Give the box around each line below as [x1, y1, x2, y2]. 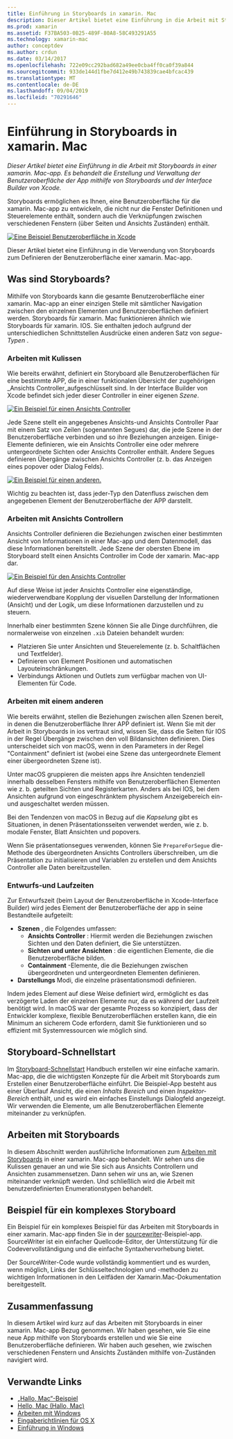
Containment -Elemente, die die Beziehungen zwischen [27, 961, 189, 970]
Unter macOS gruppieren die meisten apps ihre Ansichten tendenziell [7, 770, 205, 778]
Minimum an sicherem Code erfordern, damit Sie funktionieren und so [7, 1019, 207, 1027]
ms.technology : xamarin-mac [7, 36, 89, 43]
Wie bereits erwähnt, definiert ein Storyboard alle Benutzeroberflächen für [7, 369, 220, 378]
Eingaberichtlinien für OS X [17, 1416, 95, 1424]
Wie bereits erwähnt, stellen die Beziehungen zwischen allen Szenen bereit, [7, 712, 224, 721]
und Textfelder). [17, 650, 64, 658]
